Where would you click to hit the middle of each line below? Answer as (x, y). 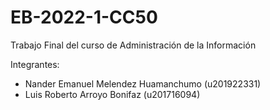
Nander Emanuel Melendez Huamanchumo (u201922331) (143, 83)
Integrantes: (35, 64)
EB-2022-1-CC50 (84, 17)
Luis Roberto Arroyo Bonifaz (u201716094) (112, 94)
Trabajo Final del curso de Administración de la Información (133, 45)
